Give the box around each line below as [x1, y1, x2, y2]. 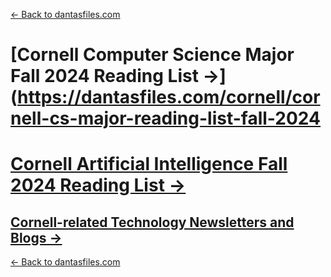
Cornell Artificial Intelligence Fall [10, 153, 288, 176]
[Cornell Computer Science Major [10, 44, 295, 66]
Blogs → [10, 229, 63, 246]
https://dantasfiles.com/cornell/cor [17, 86, 321, 109]
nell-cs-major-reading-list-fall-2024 [10, 107, 321, 130]
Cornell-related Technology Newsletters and [10, 214, 295, 231]
